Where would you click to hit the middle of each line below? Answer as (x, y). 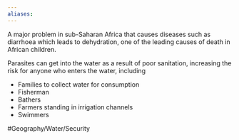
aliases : (20, 14)
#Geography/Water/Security (49, 128)
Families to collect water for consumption (78, 84)
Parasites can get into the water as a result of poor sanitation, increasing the (119, 63)
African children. (32, 49)
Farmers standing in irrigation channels (75, 107)
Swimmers (33, 114)
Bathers (29, 99)
